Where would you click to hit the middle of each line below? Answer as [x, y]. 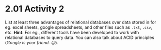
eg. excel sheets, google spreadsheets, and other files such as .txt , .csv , [79, 27]
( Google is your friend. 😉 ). [32, 42]
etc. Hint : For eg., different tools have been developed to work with [72, 32]
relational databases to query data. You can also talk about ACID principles [80, 37]
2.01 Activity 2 [35, 9]
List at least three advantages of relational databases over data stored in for [81, 22]
